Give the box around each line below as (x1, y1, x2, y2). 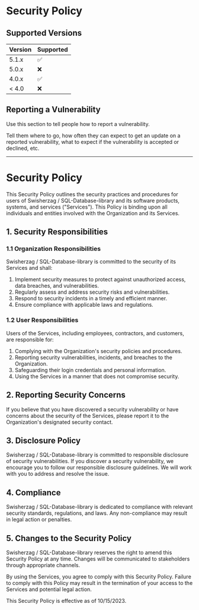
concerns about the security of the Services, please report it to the (6, 412, 169, 419)
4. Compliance (6, 488, 61, 498)
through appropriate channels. (6, 561, 81, 568)
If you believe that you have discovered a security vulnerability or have (6, 405, 179, 413)
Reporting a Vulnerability (6, 105, 101, 115)
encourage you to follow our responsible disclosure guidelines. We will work (6, 464, 192, 471)
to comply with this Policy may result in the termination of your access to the (6, 579, 193, 586)
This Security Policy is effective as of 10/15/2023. (6, 597, 127, 604)
